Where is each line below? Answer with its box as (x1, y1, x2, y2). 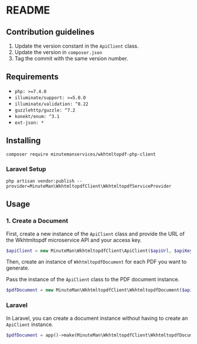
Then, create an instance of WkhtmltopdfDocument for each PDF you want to (6, 258, 187, 265)
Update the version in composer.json (14, 49, 103, 56)
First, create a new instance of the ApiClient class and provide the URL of (6, 230, 185, 237)
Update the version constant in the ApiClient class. (14, 42, 139, 49)
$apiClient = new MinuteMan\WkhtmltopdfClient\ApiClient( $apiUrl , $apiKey (6, 248, 193, 254)
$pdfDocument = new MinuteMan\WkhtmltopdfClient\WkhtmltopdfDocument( (6, 287, 182, 294)
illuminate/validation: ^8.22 (14, 101, 89, 107)
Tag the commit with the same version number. (14, 55, 128, 62)
